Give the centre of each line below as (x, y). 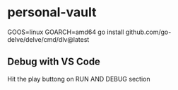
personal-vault (52, 12)
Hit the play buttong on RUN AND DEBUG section (79, 79)
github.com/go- (148, 32)
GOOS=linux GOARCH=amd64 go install (66, 32)
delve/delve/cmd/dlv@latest (48, 39)
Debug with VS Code (54, 62)
